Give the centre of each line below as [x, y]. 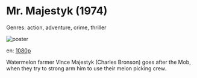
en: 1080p [19, 50]
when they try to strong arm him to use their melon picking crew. [86, 68]
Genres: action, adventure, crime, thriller [56, 27]
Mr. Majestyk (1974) [57, 11]
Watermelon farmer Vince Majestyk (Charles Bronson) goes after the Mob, [98, 62]
